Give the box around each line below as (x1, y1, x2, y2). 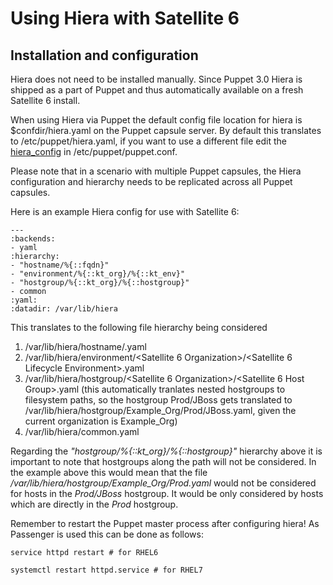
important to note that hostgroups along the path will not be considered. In (10, 456, 317, 467)
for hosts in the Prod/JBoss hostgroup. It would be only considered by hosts (10, 488, 324, 499)
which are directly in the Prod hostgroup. (10, 498, 179, 510)
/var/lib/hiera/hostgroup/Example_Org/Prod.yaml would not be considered (10, 477, 317, 489)
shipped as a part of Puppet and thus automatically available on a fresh (10, 84, 304, 96)
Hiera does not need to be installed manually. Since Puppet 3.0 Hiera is (10, 73, 303, 85)
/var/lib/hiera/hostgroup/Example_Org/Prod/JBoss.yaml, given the (24, 405, 297, 416)
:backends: (10, 234, 56, 244)
